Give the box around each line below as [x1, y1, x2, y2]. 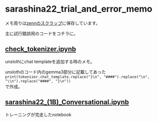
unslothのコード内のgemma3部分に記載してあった [5, 69, 106, 75]
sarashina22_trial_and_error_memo [5, 3, 153, 15]
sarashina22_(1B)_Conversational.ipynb [5, 98, 129, 106]
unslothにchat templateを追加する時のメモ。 [5, 59, 95, 64]
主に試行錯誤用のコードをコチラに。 [5, 30, 78, 36]
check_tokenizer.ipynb [5, 45, 76, 53]
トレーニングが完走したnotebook [5, 111, 72, 118]
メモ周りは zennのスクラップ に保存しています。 [5, 20, 100, 26]
